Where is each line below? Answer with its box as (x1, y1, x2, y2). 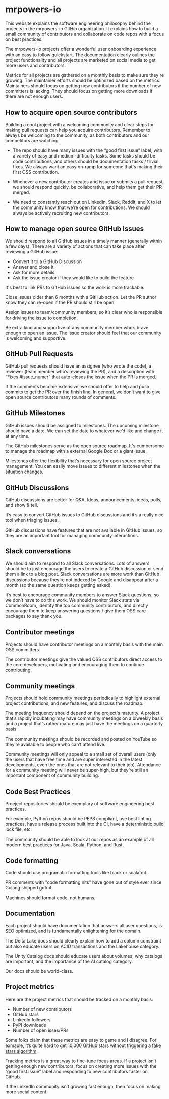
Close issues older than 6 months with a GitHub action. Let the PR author (5, 294, 157, 300)
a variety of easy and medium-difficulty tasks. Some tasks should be (12, 152, 156, 159)
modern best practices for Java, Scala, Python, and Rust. (5, 842, 124, 848)
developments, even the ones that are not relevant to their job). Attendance (5, 762, 161, 768)
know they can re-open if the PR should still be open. (5, 299, 116, 305)
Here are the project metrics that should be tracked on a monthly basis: (5, 996, 153, 1002)
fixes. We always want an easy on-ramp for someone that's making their (12, 163, 163, 170)
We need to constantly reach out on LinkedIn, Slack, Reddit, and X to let (12, 199, 162, 205)
